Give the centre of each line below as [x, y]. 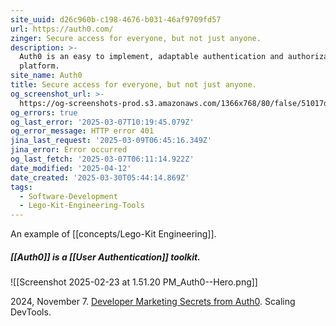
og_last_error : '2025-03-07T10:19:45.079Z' [102, 122]
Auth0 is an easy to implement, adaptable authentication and [151, 57]
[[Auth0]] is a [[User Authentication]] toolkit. [105, 257]
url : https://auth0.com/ [62, 29]
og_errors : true [44, 112]
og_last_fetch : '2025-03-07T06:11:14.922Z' [102, 159]
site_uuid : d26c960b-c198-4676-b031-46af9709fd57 [116, 19]
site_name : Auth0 [46, 76]
